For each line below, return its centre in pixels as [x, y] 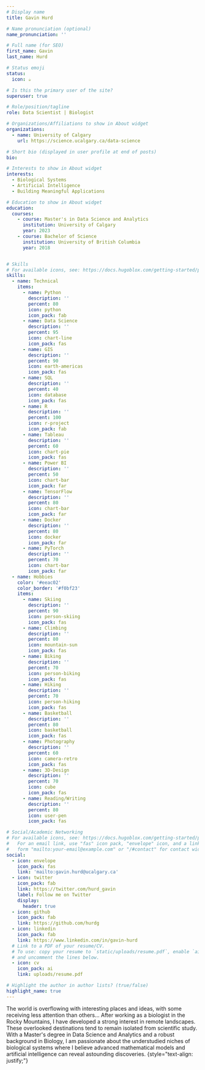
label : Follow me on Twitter [54, 895]
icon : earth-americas [56, 367]
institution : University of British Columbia [81, 242]
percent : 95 [44, 333]
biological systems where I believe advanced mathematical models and [96, 1047]
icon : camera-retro [53, 759]
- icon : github [31, 912]
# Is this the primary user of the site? [60, 90]
